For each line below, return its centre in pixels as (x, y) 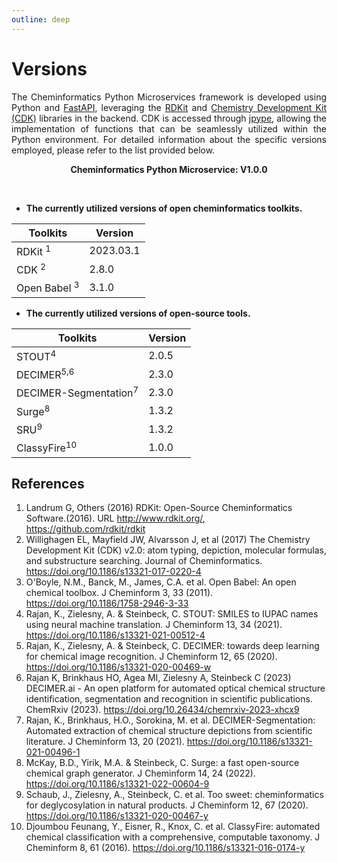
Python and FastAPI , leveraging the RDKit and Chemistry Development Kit (169, 107)
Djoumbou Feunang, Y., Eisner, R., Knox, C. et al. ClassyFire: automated (173, 827)
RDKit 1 (33, 250)
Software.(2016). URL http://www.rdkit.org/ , (115, 518)
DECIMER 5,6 (45, 374)
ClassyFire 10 (47, 447)
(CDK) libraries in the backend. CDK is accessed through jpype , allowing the (169, 118)
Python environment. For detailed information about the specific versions (169, 139)
